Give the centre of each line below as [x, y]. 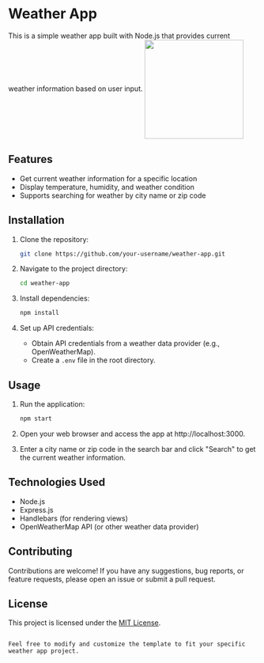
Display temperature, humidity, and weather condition [107, 187]
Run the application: [52, 404]
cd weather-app [45, 283]
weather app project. [44, 651]
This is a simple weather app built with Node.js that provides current [119, 36]
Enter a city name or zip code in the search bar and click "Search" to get [138, 449]
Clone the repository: [54, 239]
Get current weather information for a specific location [108, 178]
